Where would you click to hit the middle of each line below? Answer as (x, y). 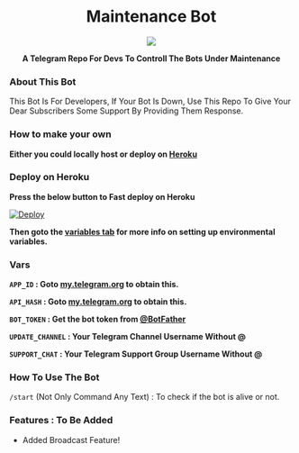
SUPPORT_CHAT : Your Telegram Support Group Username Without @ (136, 354)
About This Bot (43, 81)
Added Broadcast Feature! (71, 439)
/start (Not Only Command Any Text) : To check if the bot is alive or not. (145, 397)
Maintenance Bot (151, 17)
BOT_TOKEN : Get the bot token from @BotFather (98, 319)
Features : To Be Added (61, 421)
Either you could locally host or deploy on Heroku (104, 154)
